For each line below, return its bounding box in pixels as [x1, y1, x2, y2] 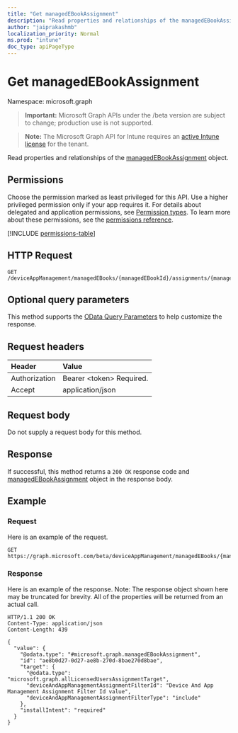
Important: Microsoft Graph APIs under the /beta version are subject [24, 110, 225, 119]
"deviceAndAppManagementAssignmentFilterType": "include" [25, 694, 201, 701]
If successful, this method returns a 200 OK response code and [7, 467, 190, 475]
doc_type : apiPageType [7, 43, 74, 50]
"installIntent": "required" [20, 706, 106, 714]
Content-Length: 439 [7, 626, 69, 633]
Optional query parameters [7, 293, 130, 305]
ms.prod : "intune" [7, 37, 62, 44]
